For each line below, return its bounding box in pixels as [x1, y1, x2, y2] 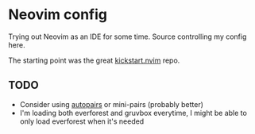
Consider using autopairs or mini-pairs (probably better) [19, 99, 204, 109]
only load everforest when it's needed [19, 117, 145, 126]
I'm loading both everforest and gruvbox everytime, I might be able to [19, 108, 248, 117]
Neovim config [8, 6, 107, 24]
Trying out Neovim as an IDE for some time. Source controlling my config [8, 32, 247, 41]
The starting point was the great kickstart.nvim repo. [8, 56, 180, 65]
